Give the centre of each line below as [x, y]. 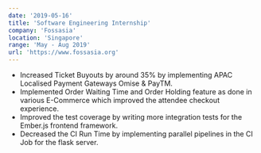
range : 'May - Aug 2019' [49, 45]
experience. [39, 109]
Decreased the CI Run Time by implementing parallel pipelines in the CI [136, 134]
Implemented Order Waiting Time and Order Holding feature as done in [136, 92]
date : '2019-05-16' [41, 15]
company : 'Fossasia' [43, 30]
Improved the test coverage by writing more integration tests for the [131, 117]
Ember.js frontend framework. [68, 125]
